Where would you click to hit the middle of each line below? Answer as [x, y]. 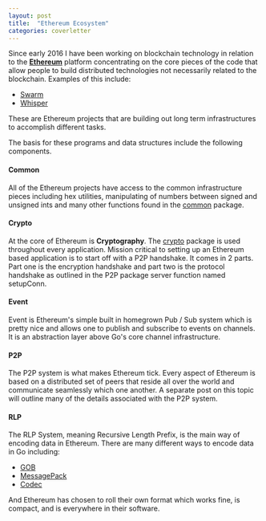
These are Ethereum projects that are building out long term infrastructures [132, 119]
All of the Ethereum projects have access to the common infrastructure [125, 187]
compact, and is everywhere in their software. [84, 509]
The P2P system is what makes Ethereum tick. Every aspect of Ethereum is [132, 373]
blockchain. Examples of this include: [70, 79]
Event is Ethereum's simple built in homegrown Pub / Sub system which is [130, 320]
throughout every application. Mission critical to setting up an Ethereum [126, 249]
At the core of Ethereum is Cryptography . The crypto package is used [125, 241]
